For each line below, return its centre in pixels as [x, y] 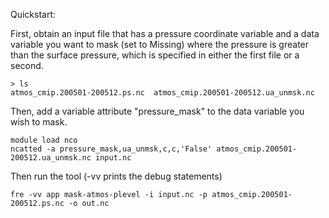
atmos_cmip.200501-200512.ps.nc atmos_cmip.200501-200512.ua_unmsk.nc [162, 93]
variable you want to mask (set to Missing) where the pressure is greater [160, 44]
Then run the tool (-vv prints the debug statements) [116, 176]
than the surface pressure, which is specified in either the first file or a [155, 55]
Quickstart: [33, 14]
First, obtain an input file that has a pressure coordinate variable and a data [165, 33]
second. [27, 65]
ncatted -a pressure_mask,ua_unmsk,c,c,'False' [111, 149]
